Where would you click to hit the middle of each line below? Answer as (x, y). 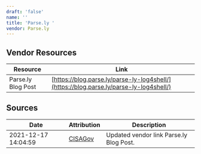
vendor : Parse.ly (28, 28)
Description (149, 125)
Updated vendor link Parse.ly (147, 135)
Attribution (84, 125)
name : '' (17, 17)
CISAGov (81, 138)
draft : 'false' (25, 12)
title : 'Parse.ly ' (31, 23)
